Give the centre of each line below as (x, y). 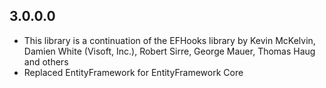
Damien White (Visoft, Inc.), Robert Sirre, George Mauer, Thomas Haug (169, 51)
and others (46, 61)
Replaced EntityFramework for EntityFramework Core (133, 72)
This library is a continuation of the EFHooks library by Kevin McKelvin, (169, 40)
